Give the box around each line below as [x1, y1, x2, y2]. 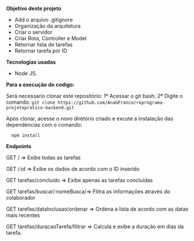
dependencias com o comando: [6, 121, 83, 128]
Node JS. [14, 70, 37, 76]
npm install [11, 132, 41, 138]
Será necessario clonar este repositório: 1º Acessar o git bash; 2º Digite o [6, 93, 183, 99]
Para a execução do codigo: [6, 81, 75, 88]
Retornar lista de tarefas [14, 41, 73, 48]
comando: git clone [6, 99, 56, 106]
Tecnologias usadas [6, 58, 56, 65]
